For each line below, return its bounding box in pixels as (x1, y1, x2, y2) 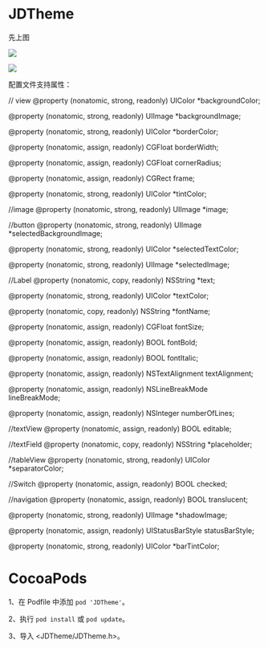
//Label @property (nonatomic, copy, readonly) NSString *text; (8, 275, 216, 285)
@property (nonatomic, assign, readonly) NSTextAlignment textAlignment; (8, 369, 254, 378)
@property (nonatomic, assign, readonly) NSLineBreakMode (8, 384, 209, 393)
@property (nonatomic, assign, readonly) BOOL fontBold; (8, 337, 198, 347)
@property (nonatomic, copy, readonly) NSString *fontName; (8, 306, 211, 316)
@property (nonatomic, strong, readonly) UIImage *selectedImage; (8, 259, 230, 269)
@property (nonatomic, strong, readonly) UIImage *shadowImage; (8, 510, 228, 520)
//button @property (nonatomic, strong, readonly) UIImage (8, 220, 202, 230)
